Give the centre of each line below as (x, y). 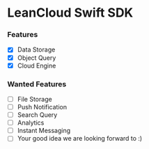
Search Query (37, 115)
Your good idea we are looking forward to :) (80, 139)
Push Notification (42, 107)
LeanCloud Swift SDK (70, 13)
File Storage (34, 99)
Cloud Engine (37, 65)
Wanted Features (37, 84)
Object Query (37, 58)
